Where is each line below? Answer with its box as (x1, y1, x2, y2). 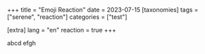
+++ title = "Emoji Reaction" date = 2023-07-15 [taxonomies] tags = (7, 6, 199, 13)
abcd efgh (7, 39, 36, 47)
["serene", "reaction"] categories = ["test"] (7, 13, 128, 21)
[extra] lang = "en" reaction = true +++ (7, 26, 116, 34)
